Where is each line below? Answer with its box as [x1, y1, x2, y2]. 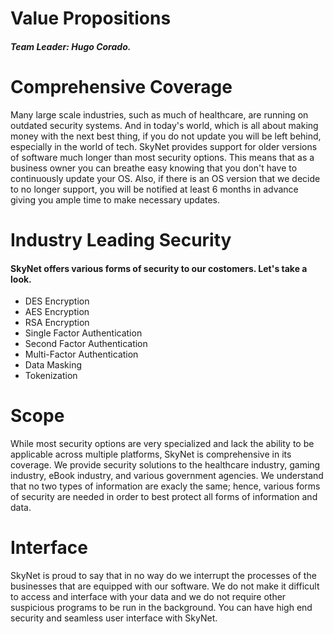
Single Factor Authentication [24, 327, 143, 339]
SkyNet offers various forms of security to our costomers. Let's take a [10, 262, 308, 274]
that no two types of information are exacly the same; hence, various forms [10, 480, 321, 492]
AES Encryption [24, 306, 90, 318]
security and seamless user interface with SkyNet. [10, 612, 218, 624]
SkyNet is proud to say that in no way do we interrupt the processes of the [10, 569, 317, 581]
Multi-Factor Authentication [24, 348, 139, 361]
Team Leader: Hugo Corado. [10, 40, 132, 52]
